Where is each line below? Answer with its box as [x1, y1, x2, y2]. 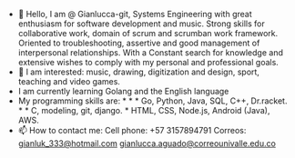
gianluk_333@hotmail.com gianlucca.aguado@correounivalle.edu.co [17, 138, 276, 149]
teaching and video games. [17, 76, 121, 86]
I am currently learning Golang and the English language [17, 86, 229, 96]
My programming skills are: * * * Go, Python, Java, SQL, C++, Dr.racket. [17, 95, 288, 106]
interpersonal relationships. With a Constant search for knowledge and [17, 47, 284, 58]
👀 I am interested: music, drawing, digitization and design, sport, [17, 66, 259, 77]
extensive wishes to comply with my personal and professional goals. [17, 57, 280, 67]
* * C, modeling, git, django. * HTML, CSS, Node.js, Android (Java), [17, 105, 270, 115]
